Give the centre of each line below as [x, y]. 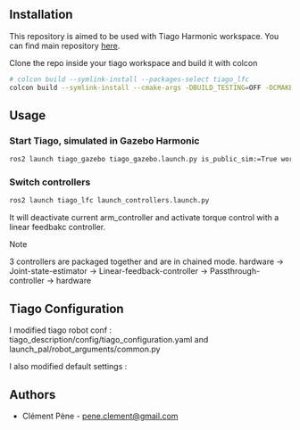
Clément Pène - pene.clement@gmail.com [100, 416]
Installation [41, 15]
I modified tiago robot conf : [61, 330]
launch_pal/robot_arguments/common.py [85, 349]
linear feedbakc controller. [58, 227]
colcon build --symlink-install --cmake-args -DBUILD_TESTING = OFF [135, 87]
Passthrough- [235, 271]
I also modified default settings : [68, 367]
